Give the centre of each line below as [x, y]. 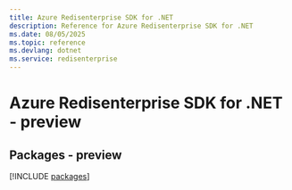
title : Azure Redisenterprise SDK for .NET [92, 17]
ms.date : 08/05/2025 [48, 34]
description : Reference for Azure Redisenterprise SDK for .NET [131, 26]
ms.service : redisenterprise [63, 59]
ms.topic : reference [48, 42]
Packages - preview [66, 155]
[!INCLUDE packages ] [50, 176]
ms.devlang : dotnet [46, 51]
